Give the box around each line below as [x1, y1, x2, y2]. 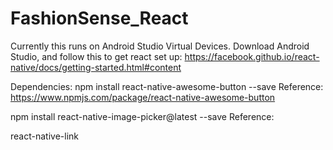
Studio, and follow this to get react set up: [10, 50, 183, 62]
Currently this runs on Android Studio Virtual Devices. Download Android [10, 40, 310, 52]
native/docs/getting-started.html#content [10, 61, 182, 73]
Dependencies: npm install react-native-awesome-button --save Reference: [10, 80, 324, 92]
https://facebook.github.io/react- [184, 50, 320, 62]
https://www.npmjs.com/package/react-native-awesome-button [10, 91, 276, 103]
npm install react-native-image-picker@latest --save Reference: [10, 110, 275, 122]
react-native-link [10, 130, 79, 142]
